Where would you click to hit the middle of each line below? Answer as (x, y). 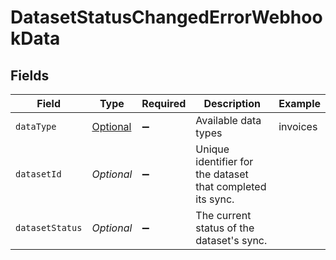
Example (299, 103)
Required (164, 103)
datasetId (38, 174)
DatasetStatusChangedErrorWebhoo (166, 17)
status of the (225, 228)
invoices (298, 126)
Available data (228, 120)
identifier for (224, 161)
